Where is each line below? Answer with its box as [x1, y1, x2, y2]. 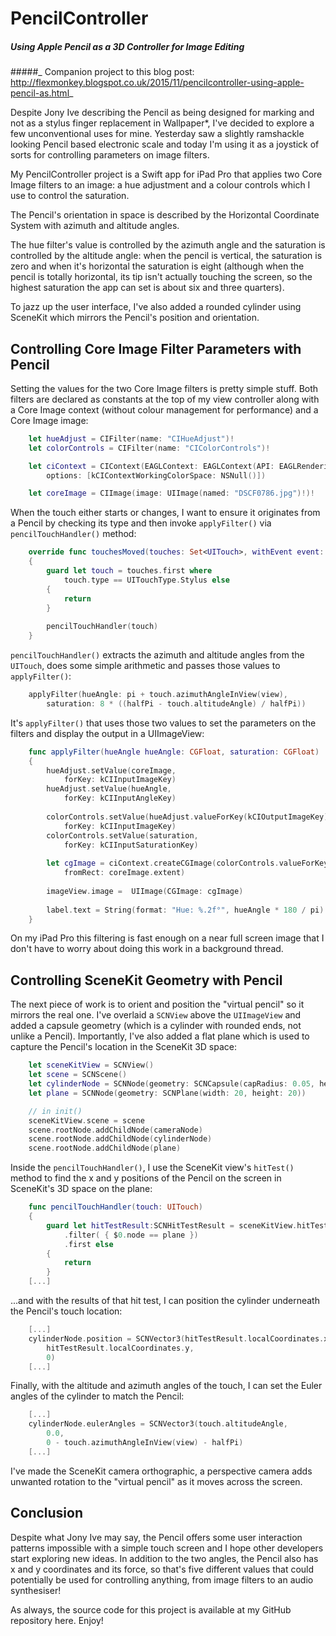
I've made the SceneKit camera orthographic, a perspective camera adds [10, 1465, 313, 1477]
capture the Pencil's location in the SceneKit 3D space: [10, 1041, 237, 1053]
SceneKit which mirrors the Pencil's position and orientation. [10, 312, 260, 324]
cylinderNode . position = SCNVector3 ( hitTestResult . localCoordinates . [28, 1333, 325, 1344]
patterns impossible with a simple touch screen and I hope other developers [10, 1542, 324, 1554]
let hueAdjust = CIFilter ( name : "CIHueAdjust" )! [28, 433, 235, 444]
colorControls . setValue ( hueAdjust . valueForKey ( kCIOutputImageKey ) [46, 812, 329, 822]
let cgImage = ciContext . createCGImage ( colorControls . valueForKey [46, 858, 329, 869]
